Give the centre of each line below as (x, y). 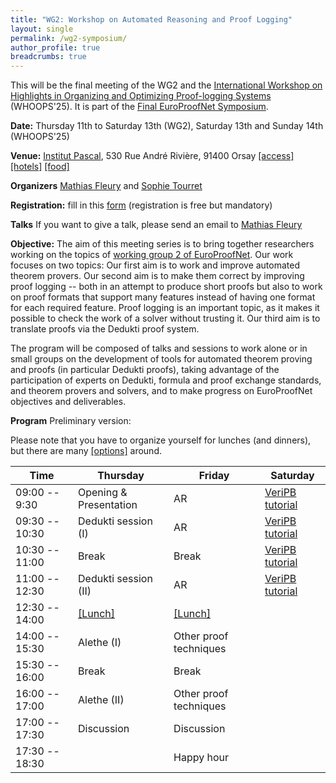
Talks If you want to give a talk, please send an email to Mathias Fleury (156, 225)
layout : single (42, 29)
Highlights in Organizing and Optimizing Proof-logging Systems (141, 96)
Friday (214, 476)
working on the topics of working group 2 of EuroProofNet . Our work (152, 255)
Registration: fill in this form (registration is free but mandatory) (141, 205)
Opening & (103, 493)
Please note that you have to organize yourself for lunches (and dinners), (161, 440)
